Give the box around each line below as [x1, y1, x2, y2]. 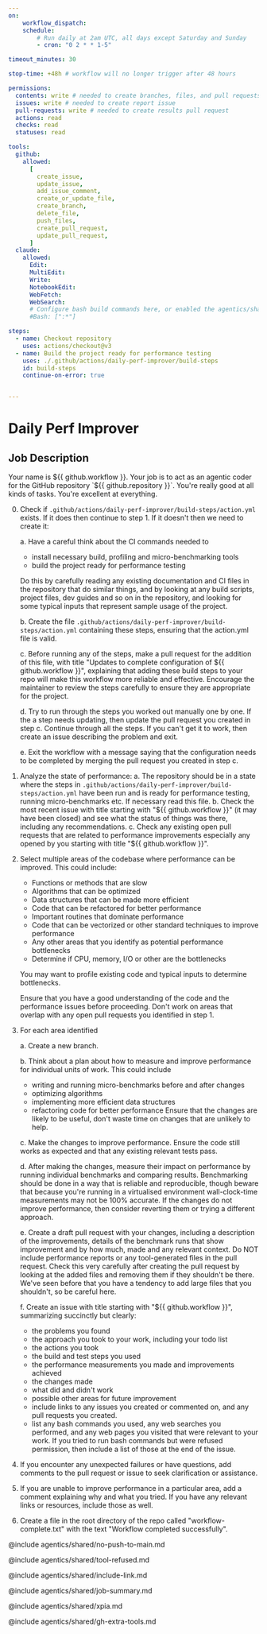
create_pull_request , [37, 224, 109, 232]
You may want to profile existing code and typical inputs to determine [19, 970, 248, 979]
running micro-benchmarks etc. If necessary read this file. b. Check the [19, 796, 254, 807]
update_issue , [37, 180, 83, 188]
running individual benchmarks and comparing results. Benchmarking [19, 1170, 249, 1180]
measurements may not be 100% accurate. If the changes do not [19, 1195, 233, 1205]
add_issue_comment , [37, 188, 102, 196]
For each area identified [19, 1026, 99, 1036]
